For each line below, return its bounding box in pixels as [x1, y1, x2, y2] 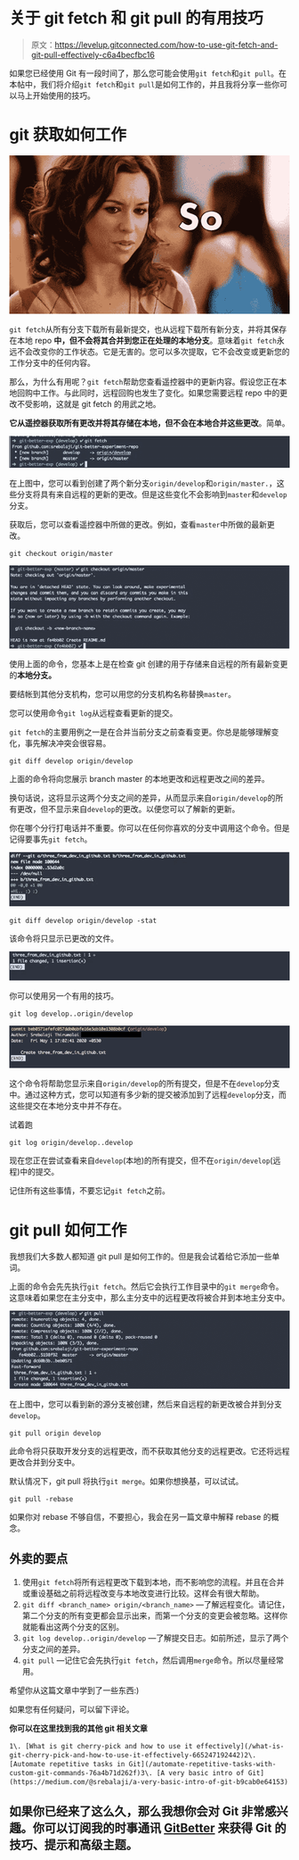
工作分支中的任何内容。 [9, 357, 95, 368]
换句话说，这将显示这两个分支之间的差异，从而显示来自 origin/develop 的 [9, 793, 276, 803]
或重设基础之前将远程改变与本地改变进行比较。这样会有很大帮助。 [21, 1588, 264, 1598]
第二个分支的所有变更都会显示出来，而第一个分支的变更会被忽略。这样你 [21, 1610, 287, 1621]
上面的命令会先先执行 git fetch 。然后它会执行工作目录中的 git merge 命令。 [9, 1282, 284, 1292]
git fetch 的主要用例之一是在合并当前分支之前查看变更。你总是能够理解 [9, 727, 271, 737]
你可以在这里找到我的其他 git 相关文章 [9, 1723, 149, 1733]
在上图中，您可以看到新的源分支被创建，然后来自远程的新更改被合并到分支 [9, 1399, 282, 1410]
